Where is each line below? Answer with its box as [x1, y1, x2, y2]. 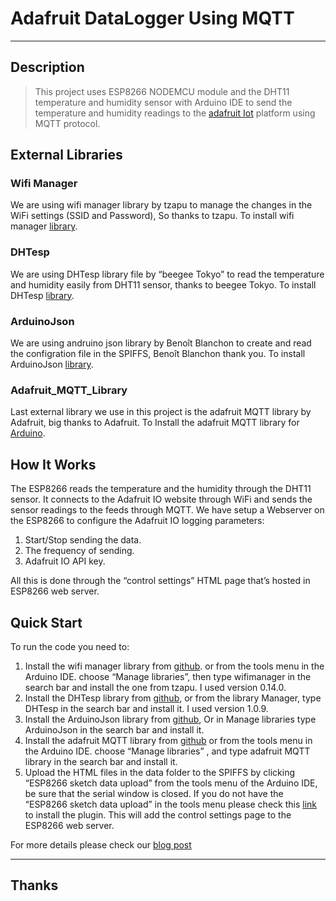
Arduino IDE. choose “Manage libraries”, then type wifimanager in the [24, 670, 312, 682]
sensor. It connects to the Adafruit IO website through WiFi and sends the [10, 493, 313, 506]
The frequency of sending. [24, 545, 135, 557]
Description [10, 59, 85, 76]
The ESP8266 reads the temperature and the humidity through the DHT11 [10, 483, 312, 495]
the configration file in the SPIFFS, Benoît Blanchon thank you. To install [10, 348, 306, 360]
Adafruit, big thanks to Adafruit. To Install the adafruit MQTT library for [10, 417, 300, 429]
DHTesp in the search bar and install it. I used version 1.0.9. [24, 702, 269, 714]
